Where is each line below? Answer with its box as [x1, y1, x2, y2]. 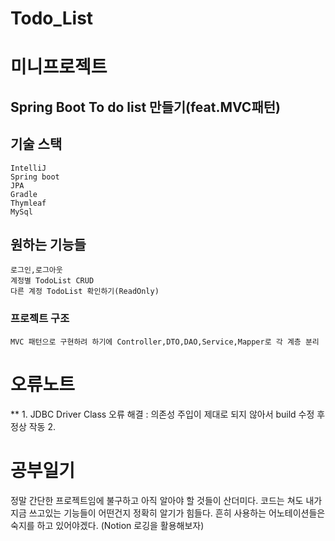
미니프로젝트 [10, 56, 108, 79]
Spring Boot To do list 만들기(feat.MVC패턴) [10, 98, 281, 116]
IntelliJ [10, 163, 47, 173]
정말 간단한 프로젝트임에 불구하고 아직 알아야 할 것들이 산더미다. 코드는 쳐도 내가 [10, 494, 323, 506]
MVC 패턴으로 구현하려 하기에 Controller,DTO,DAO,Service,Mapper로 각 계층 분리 [10, 337, 320, 347]
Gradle [10, 189, 38, 199]
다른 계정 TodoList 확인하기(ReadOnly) [10, 287, 160, 297]
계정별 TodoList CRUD [10, 276, 95, 286]
